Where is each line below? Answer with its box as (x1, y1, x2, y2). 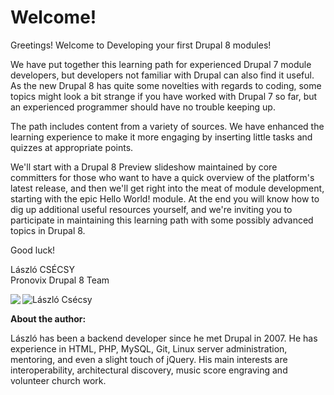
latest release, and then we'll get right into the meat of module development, (10, 182, 325, 194)
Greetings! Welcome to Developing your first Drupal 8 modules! (10, 39, 272, 51)
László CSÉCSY (10, 263, 75, 275)
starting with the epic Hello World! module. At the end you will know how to (10, 192, 320, 205)
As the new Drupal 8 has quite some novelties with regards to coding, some (10, 79, 322, 91)
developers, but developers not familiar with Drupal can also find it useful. (10, 69, 315, 81)
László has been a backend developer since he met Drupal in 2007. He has (10, 332, 318, 344)
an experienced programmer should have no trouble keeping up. (10, 101, 276, 113)
